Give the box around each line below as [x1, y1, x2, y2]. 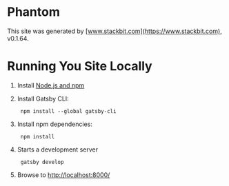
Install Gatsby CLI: [17, 94, 69, 103]
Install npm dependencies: [17, 120, 93, 128]
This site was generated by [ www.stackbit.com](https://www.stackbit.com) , [7, 27, 222, 35]
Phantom [7, 4, 60, 20]
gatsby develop [20, 158, 64, 165]
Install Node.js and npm [17, 81, 85, 90]
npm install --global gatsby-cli [20, 107, 117, 114]
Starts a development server [17, 145, 99, 154]
